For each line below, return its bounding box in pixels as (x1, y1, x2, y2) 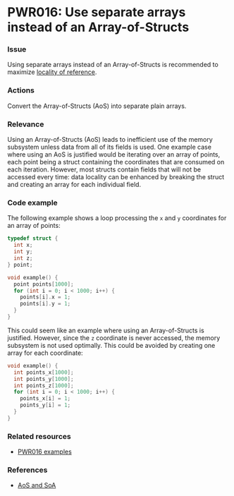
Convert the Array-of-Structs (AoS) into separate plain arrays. (7, 102, 187, 110)
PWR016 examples (17, 447, 72, 456)
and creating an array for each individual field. (7, 181, 142, 189)
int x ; (13, 241, 33, 249)
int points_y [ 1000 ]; (13, 375, 74, 382)
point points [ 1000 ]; (13, 280, 74, 288)
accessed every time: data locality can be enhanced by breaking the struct (7, 173, 225, 181)
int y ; (13, 248, 33, 255)
